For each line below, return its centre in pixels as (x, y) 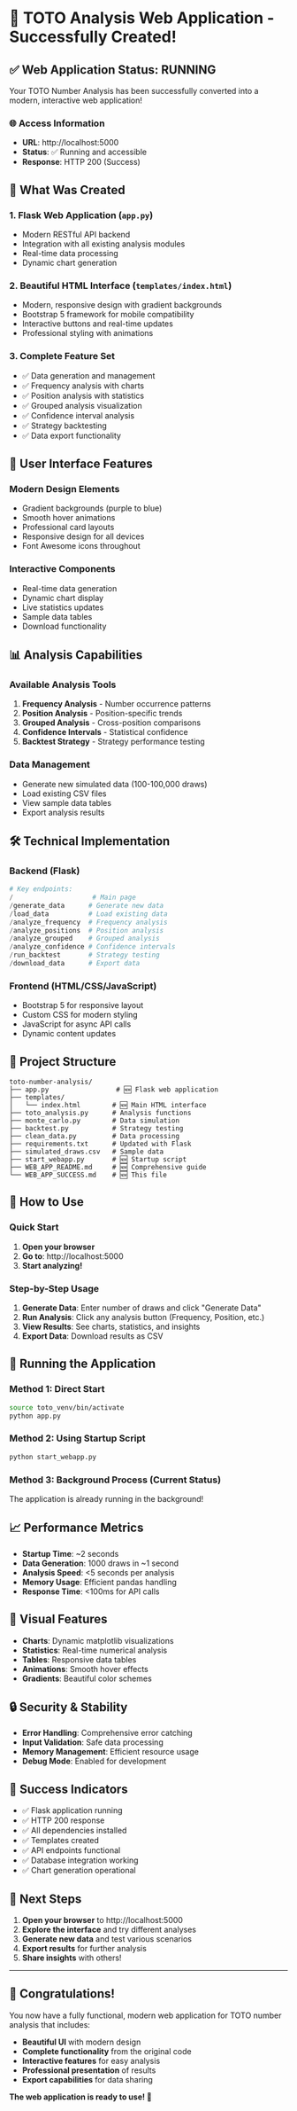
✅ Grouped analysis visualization (82, 405)
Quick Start (34, 1227)
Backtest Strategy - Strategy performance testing (113, 742)
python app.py (35, 1416)
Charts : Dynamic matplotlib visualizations (98, 1640)
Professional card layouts (68, 528)
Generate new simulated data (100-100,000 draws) (114, 784)
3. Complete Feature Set (62, 356)
